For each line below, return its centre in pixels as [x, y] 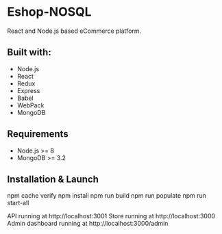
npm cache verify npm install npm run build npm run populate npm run [107, 196]
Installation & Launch [53, 179]
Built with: [29, 52]
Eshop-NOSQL [49, 12]
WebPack [30, 105]
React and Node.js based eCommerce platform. [74, 31]
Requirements [38, 134]
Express [28, 90]
